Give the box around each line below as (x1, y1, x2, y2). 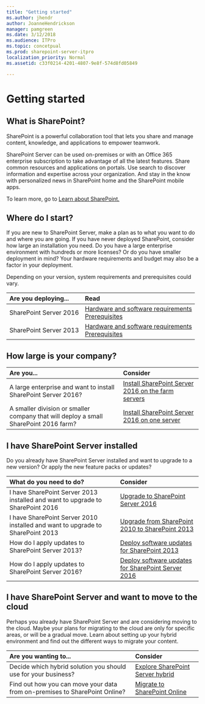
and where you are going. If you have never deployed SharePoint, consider (6, 235, 195, 243)
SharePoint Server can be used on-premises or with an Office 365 (6, 150, 173, 158)
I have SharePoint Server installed (6, 440, 138, 451)
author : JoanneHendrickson (6, 20, 75, 26)
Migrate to (135, 680, 165, 688)
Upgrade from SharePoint (120, 517, 193, 525)
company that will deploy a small (9, 412, 103, 421)
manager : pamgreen (6, 26, 53, 32)
